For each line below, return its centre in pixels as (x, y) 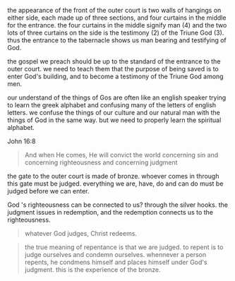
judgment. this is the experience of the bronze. (92, 270)
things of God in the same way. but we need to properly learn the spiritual (114, 120)
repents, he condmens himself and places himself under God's (116, 262)
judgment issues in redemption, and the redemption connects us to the (110, 212)
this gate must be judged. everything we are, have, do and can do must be (115, 184)
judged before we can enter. (48, 191)
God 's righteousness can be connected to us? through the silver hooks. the (117, 205)
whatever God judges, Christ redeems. (81, 233)
